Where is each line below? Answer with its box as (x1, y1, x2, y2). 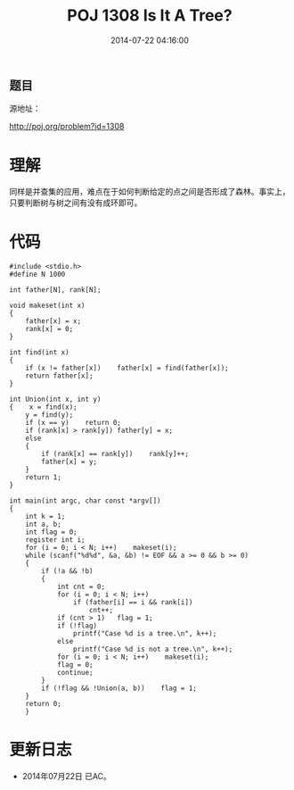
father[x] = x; (25, 317, 82, 326)
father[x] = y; (41, 457, 98, 467)
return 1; (25, 473, 62, 482)
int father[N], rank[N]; (9, 286, 102, 295)
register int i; (25, 536, 86, 545)
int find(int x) (9, 348, 69, 357)
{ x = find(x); (9, 403, 78, 412)
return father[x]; (25, 371, 94, 380)
